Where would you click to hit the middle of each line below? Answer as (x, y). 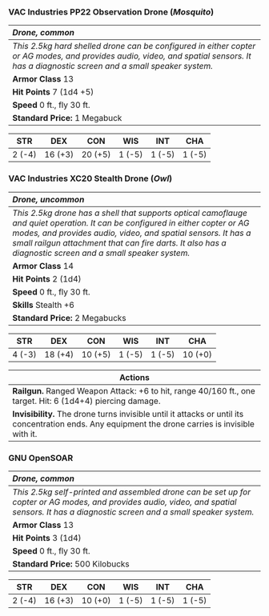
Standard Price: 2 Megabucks (69, 318)
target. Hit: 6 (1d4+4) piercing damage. (86, 401)
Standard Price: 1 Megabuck (67, 118)
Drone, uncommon (48, 199)
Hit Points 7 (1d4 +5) (53, 92)
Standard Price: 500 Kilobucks (71, 564)
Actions (134, 377)
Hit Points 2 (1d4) (47, 278)
